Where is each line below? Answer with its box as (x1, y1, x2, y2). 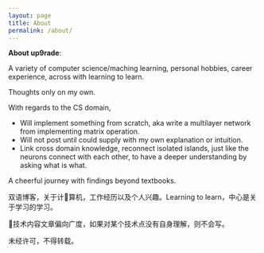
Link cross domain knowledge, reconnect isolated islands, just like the (19, 144, 249, 154)
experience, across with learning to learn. (8, 72, 145, 82)
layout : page (8, 11, 52, 20)
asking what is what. (19, 161, 87, 170)
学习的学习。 (14, 202, 57, 212)
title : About (8, 19, 52, 27)
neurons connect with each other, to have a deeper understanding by (19, 152, 247, 162)
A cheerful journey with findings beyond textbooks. (8, 176, 177, 185)
